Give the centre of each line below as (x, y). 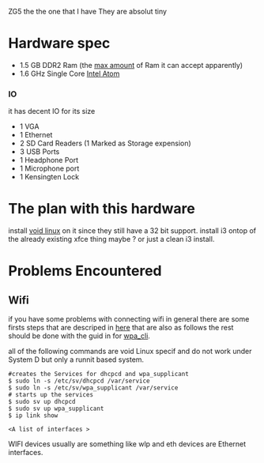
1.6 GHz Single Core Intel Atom (70, 73)
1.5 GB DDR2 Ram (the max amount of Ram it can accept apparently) (131, 65)
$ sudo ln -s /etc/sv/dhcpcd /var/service (79, 381)
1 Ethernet (36, 135)
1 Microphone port (49, 168)
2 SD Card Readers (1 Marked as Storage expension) (105, 143)
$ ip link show (33, 416)
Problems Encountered (85, 271)
